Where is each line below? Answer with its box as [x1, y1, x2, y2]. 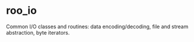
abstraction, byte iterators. [6, 29, 70, 36]
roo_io [6, 4, 37, 17]
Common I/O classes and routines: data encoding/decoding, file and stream [6, 23, 189, 30]
